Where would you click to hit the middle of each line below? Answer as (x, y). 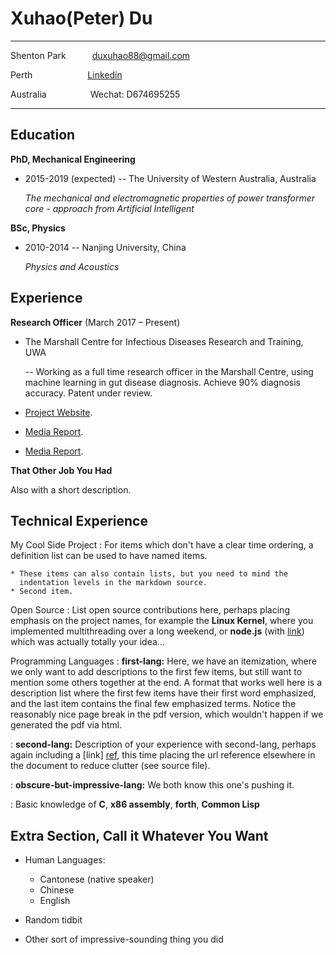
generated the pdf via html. (66, 725)
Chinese (57, 890)
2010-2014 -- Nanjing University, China (105, 247)
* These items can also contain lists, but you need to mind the (149, 574)
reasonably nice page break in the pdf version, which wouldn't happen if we (167, 714)
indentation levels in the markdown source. (113, 583)
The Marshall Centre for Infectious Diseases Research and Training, (164, 341)
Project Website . (58, 412)
